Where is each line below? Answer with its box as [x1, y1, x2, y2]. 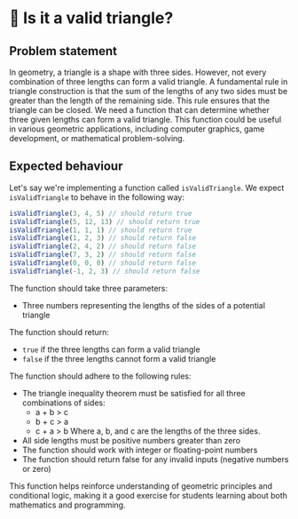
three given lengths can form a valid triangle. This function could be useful [9, 115, 282, 124]
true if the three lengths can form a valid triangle [21, 344, 201, 355]
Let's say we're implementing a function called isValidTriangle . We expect [9, 182, 285, 193]
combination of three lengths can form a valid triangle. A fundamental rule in [9, 76, 288, 87]
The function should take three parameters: [9, 283, 169, 293]
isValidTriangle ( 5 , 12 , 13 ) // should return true [9, 217, 200, 226]
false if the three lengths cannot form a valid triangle [21, 353, 216, 363]
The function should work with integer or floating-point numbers [21, 444, 258, 455]
